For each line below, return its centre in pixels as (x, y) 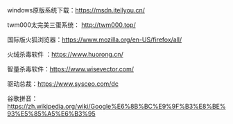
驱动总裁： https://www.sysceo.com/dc (63, 84)
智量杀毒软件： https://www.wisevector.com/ (70, 69)
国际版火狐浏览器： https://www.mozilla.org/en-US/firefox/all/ (95, 39)
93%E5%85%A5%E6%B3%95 (51, 114)
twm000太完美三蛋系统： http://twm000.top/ (72, 25)
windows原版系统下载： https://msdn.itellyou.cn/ (76, 10)
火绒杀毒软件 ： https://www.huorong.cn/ (65, 54)
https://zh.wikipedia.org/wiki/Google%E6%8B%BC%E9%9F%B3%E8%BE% (117, 106)
